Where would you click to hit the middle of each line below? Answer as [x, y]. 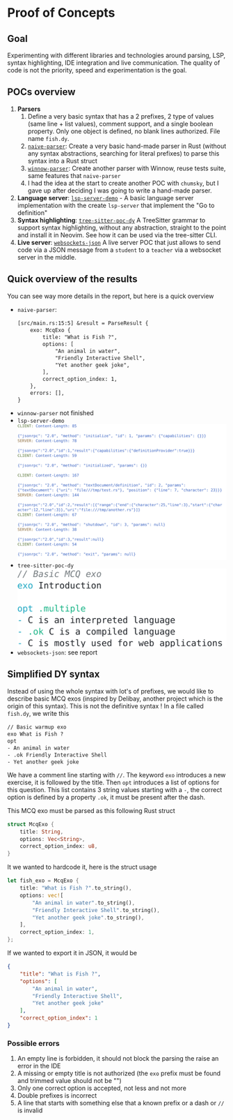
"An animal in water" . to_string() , [84, 903]
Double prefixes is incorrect [57, 1096]
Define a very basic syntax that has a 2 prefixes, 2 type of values [121, 116]
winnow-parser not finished [55, 412]
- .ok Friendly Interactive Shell [57, 755]
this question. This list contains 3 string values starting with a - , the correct [115, 789]
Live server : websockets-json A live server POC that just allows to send [119, 242]
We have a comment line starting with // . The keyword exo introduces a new [116, 775]
